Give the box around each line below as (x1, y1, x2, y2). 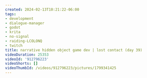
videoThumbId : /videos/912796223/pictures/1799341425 (5, 66, 117, 71)
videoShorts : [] (5, 61, 38, 66)
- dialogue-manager (5, 20, 45, 26)
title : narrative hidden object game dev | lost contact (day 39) (5, 47, 143, 52)
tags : (5, 12, 16, 16)
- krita (5, 30, 21, 34)
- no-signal (5, 34, 29, 39)
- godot (5, 25, 21, 30)
